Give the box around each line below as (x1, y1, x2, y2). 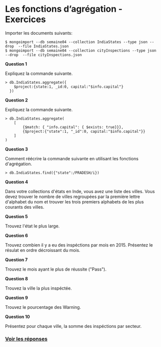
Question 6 (5, 232, 28, 238)
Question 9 (5, 295, 28, 300)
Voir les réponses (5, 335, 48, 342)
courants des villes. (5, 204, 45, 210)
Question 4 (5, 179, 28, 185)
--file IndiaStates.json (18, 44, 69, 49)
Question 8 (5, 275, 28, 281)
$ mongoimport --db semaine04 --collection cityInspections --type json (5, 48, 157, 53)
